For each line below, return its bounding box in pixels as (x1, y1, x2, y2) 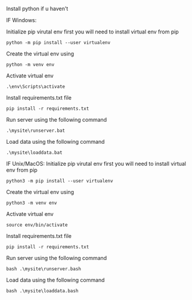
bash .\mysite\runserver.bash (6, 266, 82, 272)
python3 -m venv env (6, 200, 58, 206)
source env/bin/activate (6, 222, 68, 228)
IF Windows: (6, 17, 37, 23)
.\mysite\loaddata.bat (6, 150, 63, 156)
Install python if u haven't (6, 5, 69, 12)
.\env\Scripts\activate (6, 83, 66, 89)
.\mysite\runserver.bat (6, 128, 66, 134)
